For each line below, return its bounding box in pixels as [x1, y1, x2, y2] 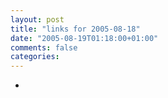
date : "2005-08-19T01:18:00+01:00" [10, 33, 159, 43]
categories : [10, 52, 60, 62]
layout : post [10, 14, 65, 25]
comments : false [10, 42, 78, 53]
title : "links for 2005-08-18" [10, 24, 141, 34]
